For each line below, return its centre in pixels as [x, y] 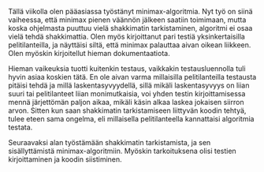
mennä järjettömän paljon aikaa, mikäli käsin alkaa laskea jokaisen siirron [126, 102]
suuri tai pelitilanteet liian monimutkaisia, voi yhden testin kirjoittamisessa [127, 93]
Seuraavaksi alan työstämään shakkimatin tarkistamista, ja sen [110, 142]
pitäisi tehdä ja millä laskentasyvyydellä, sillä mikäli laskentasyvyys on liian [129, 85]
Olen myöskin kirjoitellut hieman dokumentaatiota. [89, 53]
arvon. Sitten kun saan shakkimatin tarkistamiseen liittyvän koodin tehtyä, [127, 110]
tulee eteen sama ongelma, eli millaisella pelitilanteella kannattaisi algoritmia [131, 119]
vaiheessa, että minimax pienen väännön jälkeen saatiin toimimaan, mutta [127, 20]
